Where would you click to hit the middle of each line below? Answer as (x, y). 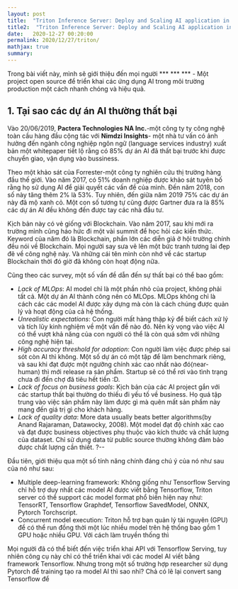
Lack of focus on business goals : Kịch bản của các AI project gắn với (119, 387)
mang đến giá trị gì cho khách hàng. (70, 409)
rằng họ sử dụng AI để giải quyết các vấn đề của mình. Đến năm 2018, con (116, 187)
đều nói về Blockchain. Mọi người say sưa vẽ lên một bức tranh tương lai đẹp (119, 246)
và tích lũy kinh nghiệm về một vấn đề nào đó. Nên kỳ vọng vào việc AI (121, 326)
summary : (20, 54)
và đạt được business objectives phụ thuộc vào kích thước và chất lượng (123, 432)
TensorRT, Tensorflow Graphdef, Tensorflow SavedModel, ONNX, (113, 505)
